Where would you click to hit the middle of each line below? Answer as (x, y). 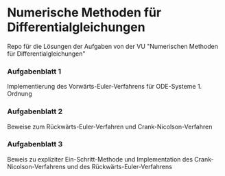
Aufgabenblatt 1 (34, 71)
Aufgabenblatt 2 (35, 111)
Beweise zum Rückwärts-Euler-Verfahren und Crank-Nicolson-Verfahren (110, 126)
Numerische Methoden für (84, 13)
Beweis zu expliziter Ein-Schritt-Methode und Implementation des (100, 159)
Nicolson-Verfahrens (37, 166)
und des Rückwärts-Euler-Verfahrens (120, 166)
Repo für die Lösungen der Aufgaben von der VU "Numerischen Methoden (113, 46)
